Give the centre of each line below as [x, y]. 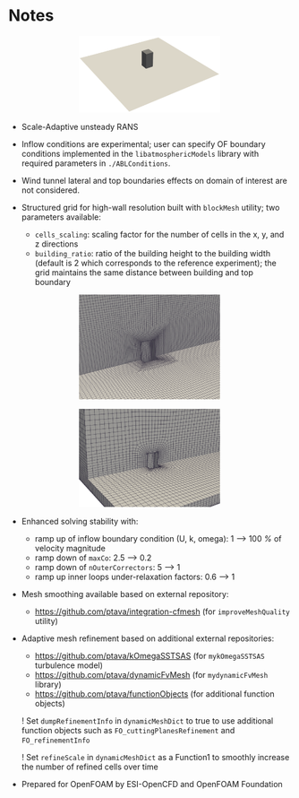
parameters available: [61, 217]
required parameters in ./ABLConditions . [96, 163]
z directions [56, 244]
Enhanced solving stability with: [80, 521]
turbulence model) [69, 665]
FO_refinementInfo [56, 741]
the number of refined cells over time [90, 767]
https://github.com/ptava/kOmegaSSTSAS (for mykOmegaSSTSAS [149, 655]
